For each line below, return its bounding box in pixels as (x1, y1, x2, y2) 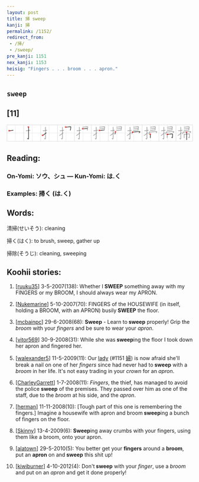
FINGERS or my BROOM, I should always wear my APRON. (15, 289, 158, 296)
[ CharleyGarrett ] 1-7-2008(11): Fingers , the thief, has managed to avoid (15, 379, 188, 386)
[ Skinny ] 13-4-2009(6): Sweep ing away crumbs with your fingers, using (15, 427, 191, 435)
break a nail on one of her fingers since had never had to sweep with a (15, 361, 188, 368)
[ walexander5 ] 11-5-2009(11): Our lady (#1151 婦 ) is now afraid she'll (15, 355, 180, 362)
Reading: (6, 153, 41, 163)
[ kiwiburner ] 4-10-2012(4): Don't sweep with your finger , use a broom (15, 462, 186, 470)
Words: (6, 208, 34, 218)
